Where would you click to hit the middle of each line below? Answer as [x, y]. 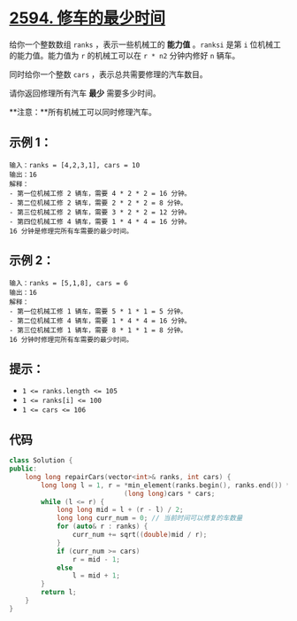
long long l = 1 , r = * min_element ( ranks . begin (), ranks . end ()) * [166, 485]
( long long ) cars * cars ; [169, 493]
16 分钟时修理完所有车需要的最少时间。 [71, 339]
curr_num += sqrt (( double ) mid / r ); [140, 535]
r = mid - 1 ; [96, 559]
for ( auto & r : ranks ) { [102, 527]
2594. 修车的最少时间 [88, 18]
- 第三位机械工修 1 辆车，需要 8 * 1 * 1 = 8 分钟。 [98, 330]
